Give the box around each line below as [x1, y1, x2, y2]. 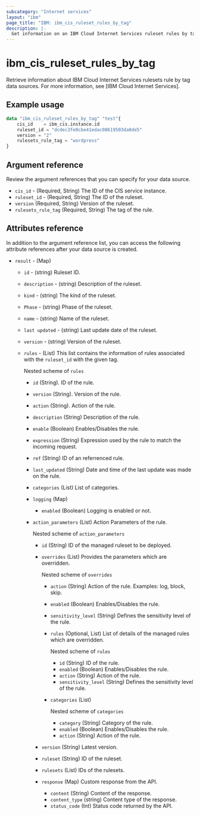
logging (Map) [32, 495, 68, 502]
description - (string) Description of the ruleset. [23, 280, 142, 287]
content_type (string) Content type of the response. [50, 796, 177, 803]
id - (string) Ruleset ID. [23, 269, 80, 276]
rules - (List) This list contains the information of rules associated [23, 349, 185, 356]
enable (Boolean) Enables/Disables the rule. [32, 425, 140, 432]
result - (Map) [14, 257, 52, 264]
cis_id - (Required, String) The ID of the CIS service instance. [14, 187, 167, 194]
